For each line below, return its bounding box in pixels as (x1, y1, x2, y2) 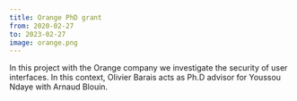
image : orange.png (9, 38, 78, 47)
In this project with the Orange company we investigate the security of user (9, 63, 288, 73)
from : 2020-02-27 (9, 21, 74, 30)
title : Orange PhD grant (9, 13, 102, 22)
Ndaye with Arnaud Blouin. (9, 81, 109, 92)
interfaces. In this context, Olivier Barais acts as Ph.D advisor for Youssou (9, 72, 281, 83)
